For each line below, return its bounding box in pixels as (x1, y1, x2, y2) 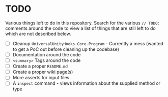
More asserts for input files (12, 75, 70, 81)
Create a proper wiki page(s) (12, 69, 73, 75)
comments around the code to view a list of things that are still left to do (5, 25, 156, 31)
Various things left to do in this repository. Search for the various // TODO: (5, 20, 160, 26)
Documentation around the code (12, 52, 81, 57)
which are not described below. (5, 30, 71, 37)
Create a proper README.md (12, 63, 68, 69)
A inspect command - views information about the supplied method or (12, 80, 161, 86)
